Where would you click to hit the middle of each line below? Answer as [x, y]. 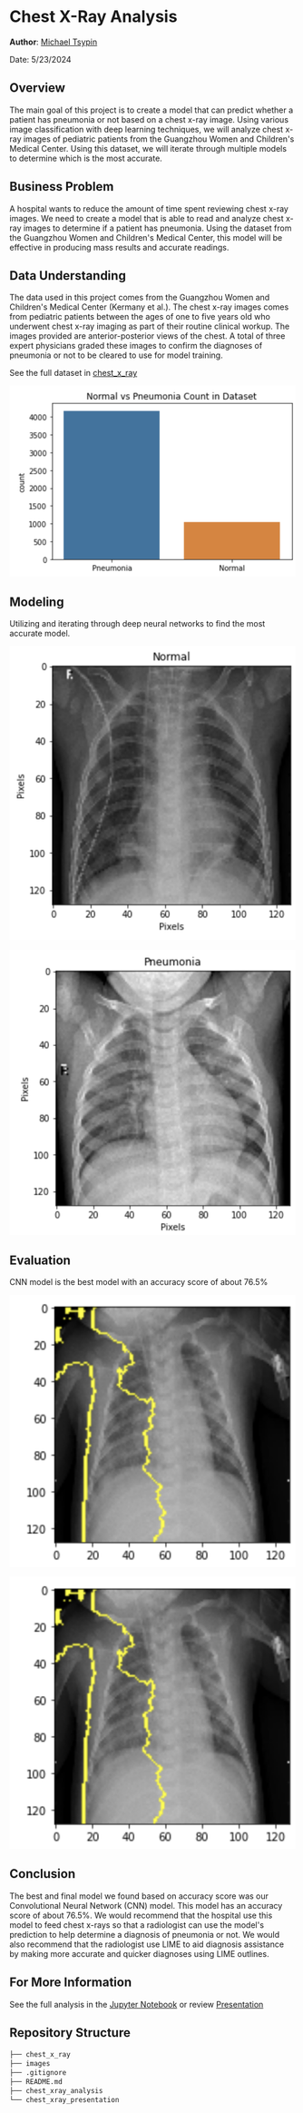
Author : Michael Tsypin [54, 42]
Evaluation [40, 1260]
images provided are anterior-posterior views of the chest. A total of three [147, 336]
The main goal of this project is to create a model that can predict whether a [151, 110]
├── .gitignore [38, 2073]
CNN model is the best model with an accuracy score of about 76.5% [139, 1282]
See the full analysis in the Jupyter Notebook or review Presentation [137, 2004]
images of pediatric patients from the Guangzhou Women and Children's [159, 139]
